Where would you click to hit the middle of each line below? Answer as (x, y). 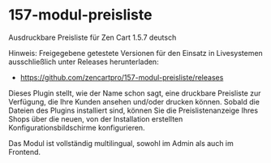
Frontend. (25, 152)
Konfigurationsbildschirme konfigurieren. (77, 127)
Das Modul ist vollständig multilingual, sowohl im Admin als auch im (121, 143)
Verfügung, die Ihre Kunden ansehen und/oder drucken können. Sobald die (134, 101)
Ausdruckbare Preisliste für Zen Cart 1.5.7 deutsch (92, 37)
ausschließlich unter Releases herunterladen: (84, 62)
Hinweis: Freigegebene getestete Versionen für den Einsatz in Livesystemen (136, 53)
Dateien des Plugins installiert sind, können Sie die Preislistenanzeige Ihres (133, 110)
